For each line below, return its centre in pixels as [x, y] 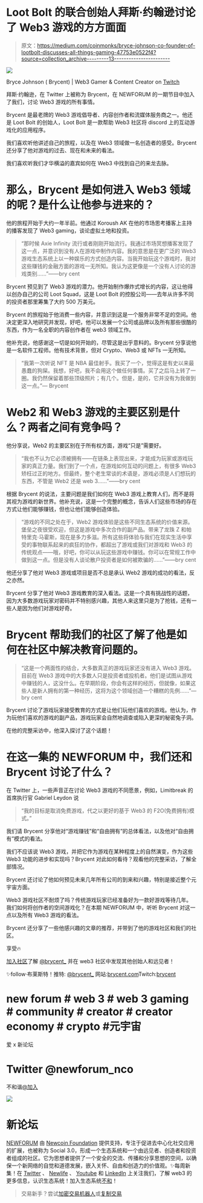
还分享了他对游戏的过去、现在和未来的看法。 [62, 150]
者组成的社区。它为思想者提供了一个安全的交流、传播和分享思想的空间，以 [99, 1158]
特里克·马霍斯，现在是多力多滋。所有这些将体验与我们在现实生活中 [104, 537]
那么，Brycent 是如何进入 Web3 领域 [98, 190]
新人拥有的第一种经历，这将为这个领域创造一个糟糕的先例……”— [117, 690]
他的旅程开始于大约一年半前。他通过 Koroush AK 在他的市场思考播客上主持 [99, 223]
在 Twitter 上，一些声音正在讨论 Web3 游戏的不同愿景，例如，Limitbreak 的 [100, 790]
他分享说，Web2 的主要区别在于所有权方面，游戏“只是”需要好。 [85, 445]
